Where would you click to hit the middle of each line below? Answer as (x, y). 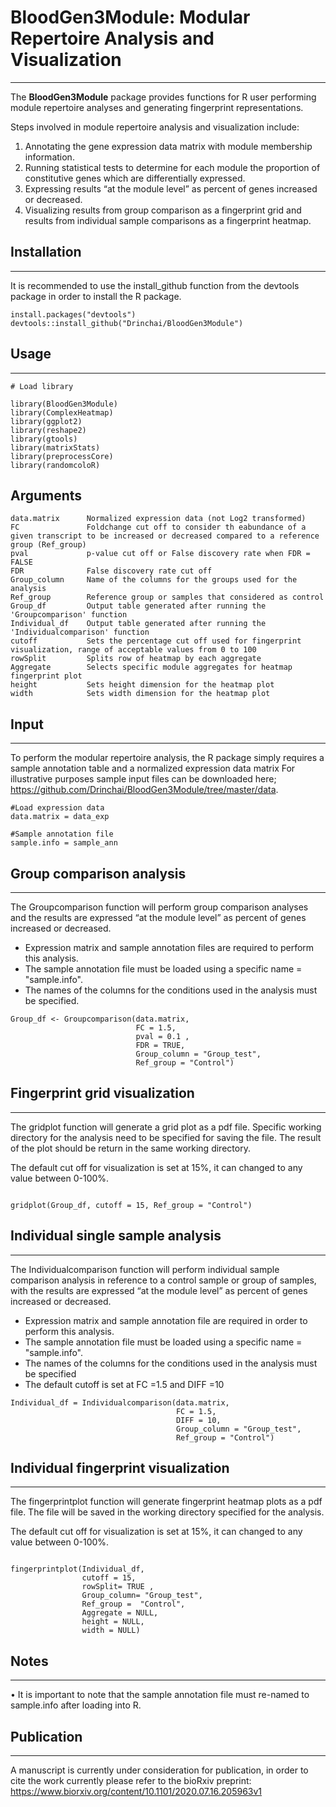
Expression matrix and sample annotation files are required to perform (169, 947)
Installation (46, 252)
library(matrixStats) (55, 447)
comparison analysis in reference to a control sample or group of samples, (163, 1280)
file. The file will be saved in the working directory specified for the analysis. (167, 1512)
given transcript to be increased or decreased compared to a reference (165, 536)
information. (49, 157)
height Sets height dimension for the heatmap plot (142, 685)
